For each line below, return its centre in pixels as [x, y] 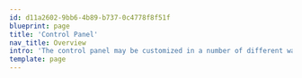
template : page [38, 59]
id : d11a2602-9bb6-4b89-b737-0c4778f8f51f [90, 17]
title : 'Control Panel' [54, 34]
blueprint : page [40, 26]
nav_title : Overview [48, 43]
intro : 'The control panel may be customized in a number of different [146, 51]
